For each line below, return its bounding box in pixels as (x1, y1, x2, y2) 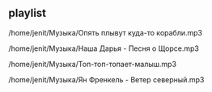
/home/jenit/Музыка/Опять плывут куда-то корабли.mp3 (8, 27, 203, 37)
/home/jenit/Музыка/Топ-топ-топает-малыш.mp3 (8, 59, 176, 69)
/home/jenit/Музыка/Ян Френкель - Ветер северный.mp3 (8, 74, 205, 84)
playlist (8, 6, 47, 20)
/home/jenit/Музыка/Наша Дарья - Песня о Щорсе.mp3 (8, 44, 200, 53)
